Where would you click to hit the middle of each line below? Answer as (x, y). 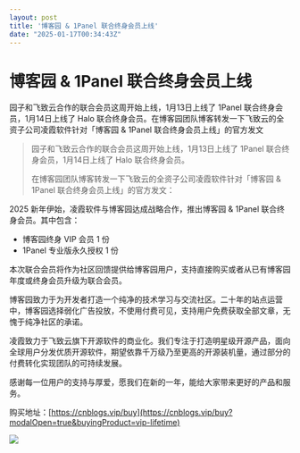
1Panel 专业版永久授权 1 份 (70, 250)
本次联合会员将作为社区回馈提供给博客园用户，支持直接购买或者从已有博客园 (150, 270)
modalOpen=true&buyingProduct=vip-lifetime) (95, 423)
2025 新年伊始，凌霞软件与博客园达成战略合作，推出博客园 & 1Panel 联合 (143, 209)
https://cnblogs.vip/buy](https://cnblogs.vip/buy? (142, 413)
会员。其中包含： (48, 221)
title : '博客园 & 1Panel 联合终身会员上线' (84, 26)
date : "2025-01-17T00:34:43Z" (66, 34)
